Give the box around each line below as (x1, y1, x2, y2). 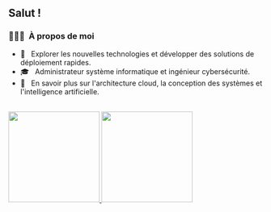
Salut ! (8, 6, 42, 20)
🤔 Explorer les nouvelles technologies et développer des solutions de (19, 48, 255, 59)
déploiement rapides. (19, 57, 91, 67)
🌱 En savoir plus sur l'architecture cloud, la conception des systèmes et (19, 78, 263, 88)
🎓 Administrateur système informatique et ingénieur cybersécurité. (19, 66, 251, 76)
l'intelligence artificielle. (19, 86, 100, 96)
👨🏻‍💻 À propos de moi (8, 31, 95, 42)
